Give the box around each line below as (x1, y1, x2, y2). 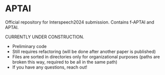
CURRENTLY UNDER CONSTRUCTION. (5, 34, 84, 40)
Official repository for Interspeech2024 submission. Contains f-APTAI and (5, 19, 155, 25)
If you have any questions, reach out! (12, 64, 87, 70)
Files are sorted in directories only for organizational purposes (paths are (12, 53, 160, 59)
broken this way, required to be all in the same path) (12, 59, 118, 65)
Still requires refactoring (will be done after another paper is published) (12, 49, 156, 54)
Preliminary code (12, 43, 47, 49)
